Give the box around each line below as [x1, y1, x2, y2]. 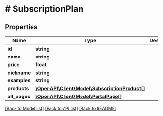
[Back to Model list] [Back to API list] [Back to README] [5, 106, 116, 111]
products [7, 85, 29, 92]
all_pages [7, 93, 31, 99]
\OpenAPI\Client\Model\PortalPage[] [35, 93, 122, 99]
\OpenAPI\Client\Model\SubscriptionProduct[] [35, 85, 145, 92]
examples [7, 77, 31, 84]
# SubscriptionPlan [5, 3, 84, 15]
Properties [5, 23, 38, 31]
